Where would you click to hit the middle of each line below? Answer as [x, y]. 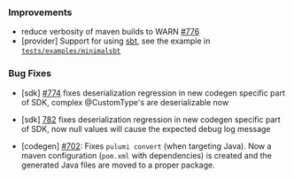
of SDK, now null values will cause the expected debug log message [146, 128]
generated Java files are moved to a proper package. [118, 165]
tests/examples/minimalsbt [71, 51]
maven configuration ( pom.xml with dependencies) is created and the [146, 155]
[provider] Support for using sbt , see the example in [116, 41]
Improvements [40, 12]
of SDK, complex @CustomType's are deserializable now [125, 102]
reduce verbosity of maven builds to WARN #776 [110, 32]
